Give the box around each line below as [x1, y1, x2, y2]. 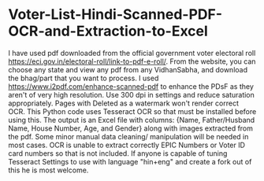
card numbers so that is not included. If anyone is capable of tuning [8, 148, 228, 158]
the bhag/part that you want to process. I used [8, 73, 159, 83]
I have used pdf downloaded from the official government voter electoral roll [8, 48, 256, 57]
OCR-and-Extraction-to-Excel [8, 22, 209, 40]
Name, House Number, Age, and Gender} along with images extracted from [8, 124, 254, 133]
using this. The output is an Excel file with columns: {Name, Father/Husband [8, 115, 255, 124]
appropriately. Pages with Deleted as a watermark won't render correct [8, 98, 239, 108]
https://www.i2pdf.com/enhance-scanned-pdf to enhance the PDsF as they [8, 81, 255, 91]
